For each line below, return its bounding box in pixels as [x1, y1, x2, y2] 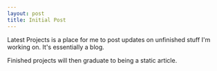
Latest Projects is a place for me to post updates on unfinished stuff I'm [7, 35, 211, 43]
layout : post [7, 10, 45, 17]
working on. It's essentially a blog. [7, 43, 105, 51]
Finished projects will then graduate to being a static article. [7, 56, 178, 64]
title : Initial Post [7, 17, 67, 23]
